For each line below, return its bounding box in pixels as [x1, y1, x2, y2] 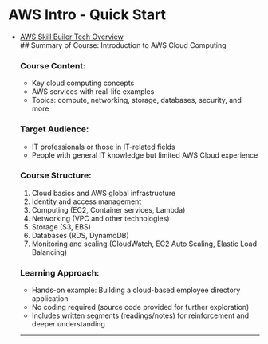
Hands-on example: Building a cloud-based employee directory [31, 285, 241, 295]
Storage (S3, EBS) [31, 221, 92, 232]
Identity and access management [31, 197, 142, 206]
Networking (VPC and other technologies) [31, 213, 170, 223]
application [31, 294, 69, 303]
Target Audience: [19, 123, 89, 135]
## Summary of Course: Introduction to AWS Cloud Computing [19, 40, 227, 49]
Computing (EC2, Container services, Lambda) [31, 205, 186, 214]
